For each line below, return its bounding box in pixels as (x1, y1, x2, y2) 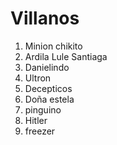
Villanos (10, 7, 80, 30)
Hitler (24, 114, 48, 126)
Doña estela (24, 93, 75, 105)
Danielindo (24, 61, 70, 73)
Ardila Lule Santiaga (24, 50, 108, 62)
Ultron (24, 72, 52, 84)
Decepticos (24, 82, 73, 94)
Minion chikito (24, 40, 83, 52)
